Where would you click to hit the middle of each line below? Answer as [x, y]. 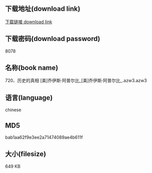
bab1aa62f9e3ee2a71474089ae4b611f [44, 137]
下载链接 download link [29, 22]
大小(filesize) [25, 154]
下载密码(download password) [53, 39]
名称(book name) [32, 68]
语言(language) [29, 98]
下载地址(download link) [43, 9]
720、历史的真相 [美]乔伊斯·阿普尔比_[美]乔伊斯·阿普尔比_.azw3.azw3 [76, 81]
